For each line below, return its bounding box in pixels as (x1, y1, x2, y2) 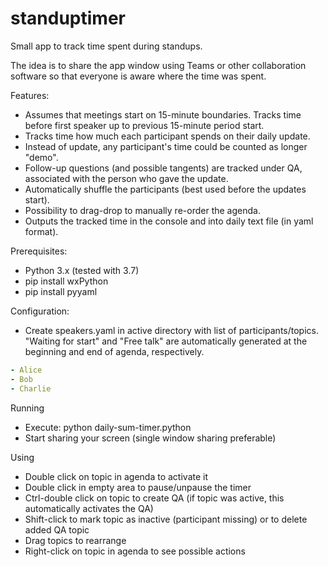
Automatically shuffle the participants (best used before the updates (24, 183, 307, 195)
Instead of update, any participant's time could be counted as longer (24, 140, 308, 152)
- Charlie (10, 383, 52, 394)
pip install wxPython (24, 275, 109, 287)
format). (24, 225, 59, 237)
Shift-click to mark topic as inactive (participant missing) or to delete (24, 513, 308, 525)
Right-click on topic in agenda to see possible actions (24, 545, 246, 557)
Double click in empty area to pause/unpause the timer (24, 481, 252, 493)
